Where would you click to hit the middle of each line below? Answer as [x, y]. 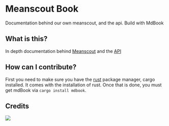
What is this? [26, 39]
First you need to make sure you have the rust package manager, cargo [80, 79]
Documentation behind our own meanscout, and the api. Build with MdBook [84, 23]
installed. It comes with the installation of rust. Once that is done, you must [83, 85]
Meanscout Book [42, 9]
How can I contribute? [41, 67]
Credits [17, 106]
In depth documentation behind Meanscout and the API [63, 51]
